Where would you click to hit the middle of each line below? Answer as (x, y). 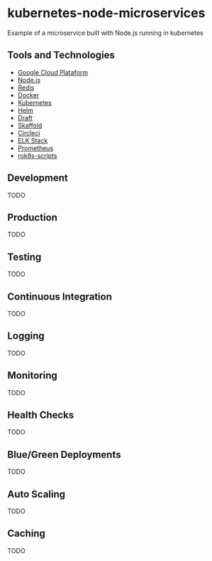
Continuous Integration (60, 297)
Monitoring (33, 376)
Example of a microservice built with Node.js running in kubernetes (105, 33)
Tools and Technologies (61, 55)
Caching (27, 534)
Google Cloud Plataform (53, 72)
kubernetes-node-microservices (106, 13)
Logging (26, 336)
